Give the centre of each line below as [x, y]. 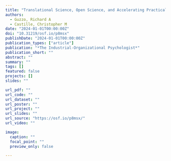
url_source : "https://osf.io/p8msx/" [45, 118]
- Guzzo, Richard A [31, 19]
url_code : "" [19, 94]
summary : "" [18, 62]
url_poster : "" [21, 104]
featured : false [22, 72]
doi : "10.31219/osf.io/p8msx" [37, 34]
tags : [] [15, 67]
